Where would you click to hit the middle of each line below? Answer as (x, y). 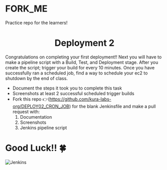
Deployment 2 (85, 43)
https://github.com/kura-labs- (80, 99)
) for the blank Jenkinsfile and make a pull (112, 106)
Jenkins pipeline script (43, 127)
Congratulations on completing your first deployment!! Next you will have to (83, 57)
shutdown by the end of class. (36, 78)
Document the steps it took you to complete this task (67, 88)
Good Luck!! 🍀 (36, 148)
